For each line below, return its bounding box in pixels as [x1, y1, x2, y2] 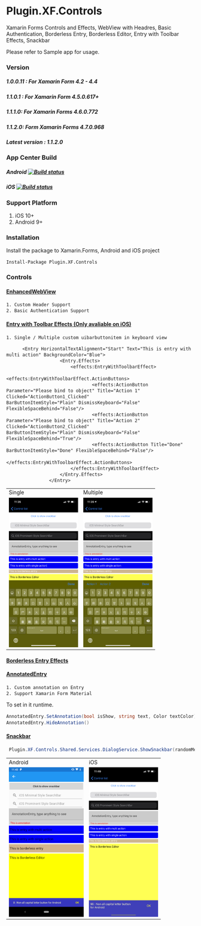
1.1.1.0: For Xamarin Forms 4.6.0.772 [6, 108, 99, 115]
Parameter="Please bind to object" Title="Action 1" [6, 388, 141, 394]
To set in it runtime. [6, 701, 54, 708]
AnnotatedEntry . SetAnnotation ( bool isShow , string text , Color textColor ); [6, 713, 199, 719]
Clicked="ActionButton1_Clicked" [6, 394, 90, 400]
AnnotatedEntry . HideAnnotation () [6, 720, 90, 726]
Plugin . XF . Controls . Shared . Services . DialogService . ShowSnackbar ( [8, 747, 175, 753]
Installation [6, 233, 40, 242]
